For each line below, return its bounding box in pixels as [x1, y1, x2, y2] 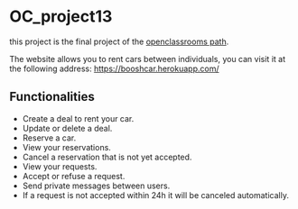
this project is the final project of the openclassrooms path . [9, 36, 229, 47]
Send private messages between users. [22, 180, 171, 191]
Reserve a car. [22, 132, 77, 143]
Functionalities [9, 89, 95, 104]
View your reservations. [22, 141, 111, 152]
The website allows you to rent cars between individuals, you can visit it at [9, 53, 286, 64]
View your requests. [22, 160, 98, 172]
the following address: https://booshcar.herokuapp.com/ [9, 63, 219, 74]
